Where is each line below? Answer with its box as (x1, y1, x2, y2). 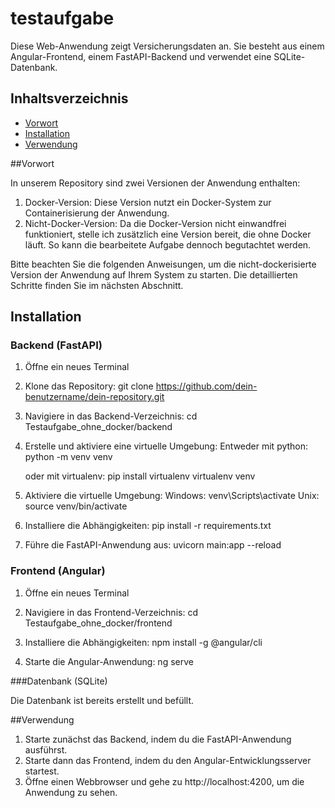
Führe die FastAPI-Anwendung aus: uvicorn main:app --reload (24, 539, 282, 551)
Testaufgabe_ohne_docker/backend (24, 421, 173, 433)
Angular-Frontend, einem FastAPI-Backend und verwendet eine (10, 50, 272, 62)
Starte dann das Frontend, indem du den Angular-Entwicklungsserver (24, 754, 312, 766)
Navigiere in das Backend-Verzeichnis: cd (24, 410, 198, 422)
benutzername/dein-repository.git (24, 391, 165, 403)
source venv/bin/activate (24, 500, 128, 512)
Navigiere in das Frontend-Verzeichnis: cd (24, 606, 198, 618)
